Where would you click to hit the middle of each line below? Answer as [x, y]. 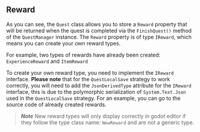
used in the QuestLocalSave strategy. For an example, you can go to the [93, 98]
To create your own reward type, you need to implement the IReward [90, 73]
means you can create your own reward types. [64, 43]
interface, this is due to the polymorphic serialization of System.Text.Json [96, 91]
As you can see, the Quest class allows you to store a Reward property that [97, 24]
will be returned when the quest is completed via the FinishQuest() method [99, 30]
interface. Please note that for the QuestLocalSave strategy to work [88, 79]
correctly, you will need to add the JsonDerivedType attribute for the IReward [99, 85]
